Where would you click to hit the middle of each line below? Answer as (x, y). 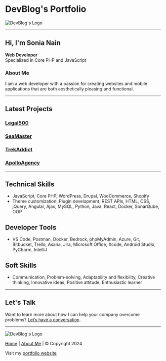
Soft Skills (21, 265)
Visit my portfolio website (31, 353)
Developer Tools (31, 227)
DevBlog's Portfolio (46, 9)
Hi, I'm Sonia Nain (33, 43)
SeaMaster (19, 136)
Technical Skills (30, 184)
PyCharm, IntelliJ (30, 250)
